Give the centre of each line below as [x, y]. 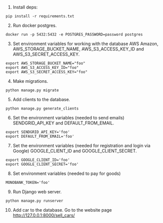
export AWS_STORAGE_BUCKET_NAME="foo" [45, 63]
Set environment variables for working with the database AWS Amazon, [85, 44]
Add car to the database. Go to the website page [62, 210]
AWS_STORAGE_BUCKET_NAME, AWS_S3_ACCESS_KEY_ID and [78, 49]
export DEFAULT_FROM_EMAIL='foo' [40, 136]
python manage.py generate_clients [42, 109]
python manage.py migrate [32, 90]
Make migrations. [30, 81]
